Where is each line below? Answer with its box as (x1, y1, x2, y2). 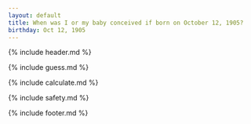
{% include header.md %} (8, 48, 92, 57)
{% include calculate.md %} (8, 78, 99, 87)
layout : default (8, 11, 61, 20)
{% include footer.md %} (8, 108, 89, 118)
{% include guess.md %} (8, 63, 89, 72)
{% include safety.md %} (8, 93, 89, 103)
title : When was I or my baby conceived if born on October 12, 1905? (8, 19, 244, 27)
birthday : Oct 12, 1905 (8, 26, 86, 34)
